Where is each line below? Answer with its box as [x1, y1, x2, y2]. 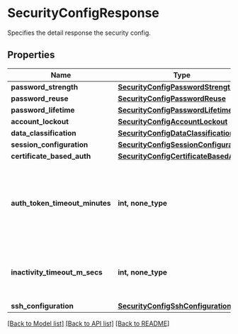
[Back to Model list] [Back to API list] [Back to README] [7, 319, 170, 328]
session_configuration [11, 140, 89, 150]
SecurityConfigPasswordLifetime [118, 105, 233, 115]
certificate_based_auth [11, 151, 91, 161]
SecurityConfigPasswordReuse [118, 94, 227, 104]
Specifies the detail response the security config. [7, 28, 151, 37]
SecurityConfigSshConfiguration [118, 301, 232, 311]
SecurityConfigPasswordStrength [118, 82, 235, 91]
